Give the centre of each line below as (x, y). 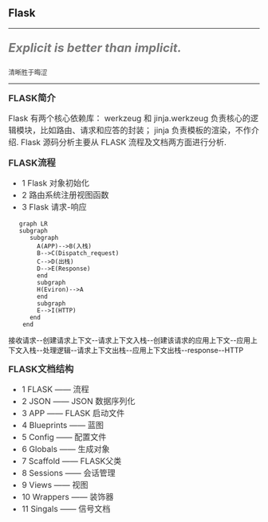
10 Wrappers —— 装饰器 (68, 496)
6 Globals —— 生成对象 (66, 449)
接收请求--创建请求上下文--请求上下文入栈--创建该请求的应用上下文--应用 (130, 340)
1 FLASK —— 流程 (55, 389)
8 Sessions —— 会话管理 (69, 473)
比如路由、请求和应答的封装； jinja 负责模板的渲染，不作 (146, 130)
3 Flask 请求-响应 (54, 206)
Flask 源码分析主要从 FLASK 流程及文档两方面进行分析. (124, 142)
